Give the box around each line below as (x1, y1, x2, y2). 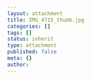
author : (7, 61, 30, 68)
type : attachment (7, 42, 57, 49)
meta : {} (7, 55, 32, 62)
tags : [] (7, 29, 32, 36)
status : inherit (7, 36, 54, 43)
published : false (7, 49, 57, 56)
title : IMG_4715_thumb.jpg (7, 16, 85, 23)
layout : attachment (7, 10, 63, 17)
